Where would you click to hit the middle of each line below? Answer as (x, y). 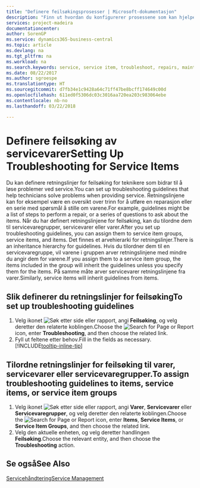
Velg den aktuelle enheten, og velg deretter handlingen (82, 432)
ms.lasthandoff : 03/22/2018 (41, 106)
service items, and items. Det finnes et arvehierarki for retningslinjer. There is (100, 240)
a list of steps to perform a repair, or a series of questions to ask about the (97, 214)
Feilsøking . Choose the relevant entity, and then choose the (87, 439)
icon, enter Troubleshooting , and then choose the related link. (91, 333)
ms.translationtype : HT (36, 84)
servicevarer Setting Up (65, 154)
